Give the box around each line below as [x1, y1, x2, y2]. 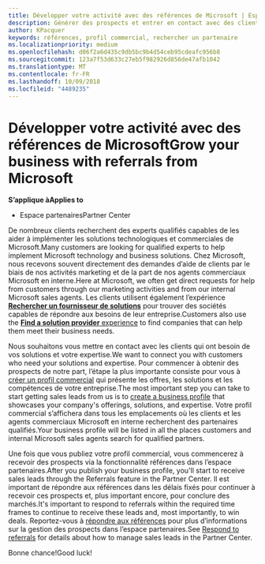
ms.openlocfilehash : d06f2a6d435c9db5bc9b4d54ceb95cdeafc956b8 [8, 48, 221, 56]
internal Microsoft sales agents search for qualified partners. [8, 434, 205, 443]
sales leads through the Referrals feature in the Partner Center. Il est [8, 474, 230, 484]
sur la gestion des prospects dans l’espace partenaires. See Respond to [8, 525, 240, 534]
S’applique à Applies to [8, 195, 84, 205]
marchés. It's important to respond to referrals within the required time [8, 499, 235, 509]
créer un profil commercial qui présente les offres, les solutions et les [8, 375, 233, 385]
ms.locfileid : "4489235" [8, 84, 90, 93]
